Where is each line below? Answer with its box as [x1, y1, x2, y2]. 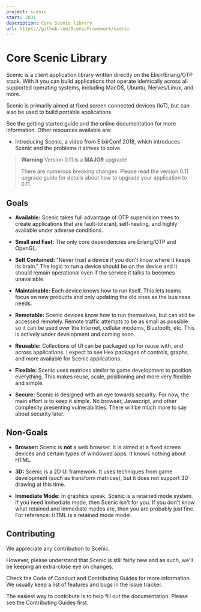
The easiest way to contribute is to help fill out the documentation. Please [6, 592, 188, 599]
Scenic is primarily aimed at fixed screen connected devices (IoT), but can [6, 102, 190, 109]
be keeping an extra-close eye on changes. [6, 563, 114, 570]
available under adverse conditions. [14, 226, 104, 234]
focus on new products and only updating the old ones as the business [14, 294, 191, 300]
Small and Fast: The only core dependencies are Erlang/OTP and [14, 238, 176, 245]
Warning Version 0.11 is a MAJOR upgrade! [20, 156, 128, 163]
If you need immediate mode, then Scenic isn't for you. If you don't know [14, 498, 195, 506]
